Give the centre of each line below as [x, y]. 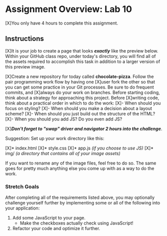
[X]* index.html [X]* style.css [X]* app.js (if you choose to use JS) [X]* [79, 148]
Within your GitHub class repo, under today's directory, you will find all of [80, 56]
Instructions [24, 39]
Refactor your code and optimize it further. [56, 228]
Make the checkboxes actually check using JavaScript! [76, 223]
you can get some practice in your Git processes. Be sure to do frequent [79, 87]
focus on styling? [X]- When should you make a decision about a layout [79, 108]
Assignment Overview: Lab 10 [69, 9]
